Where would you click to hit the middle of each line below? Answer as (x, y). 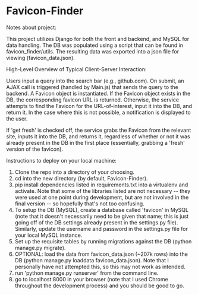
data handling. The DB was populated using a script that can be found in (95, 45)
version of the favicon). (35, 149)
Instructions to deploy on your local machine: (62, 160)
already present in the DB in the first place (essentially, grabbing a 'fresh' (96, 142)
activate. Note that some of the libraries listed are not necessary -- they (103, 191)
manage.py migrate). (40, 248)
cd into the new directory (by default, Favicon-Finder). (81, 178)
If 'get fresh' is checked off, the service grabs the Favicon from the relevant (99, 130)
